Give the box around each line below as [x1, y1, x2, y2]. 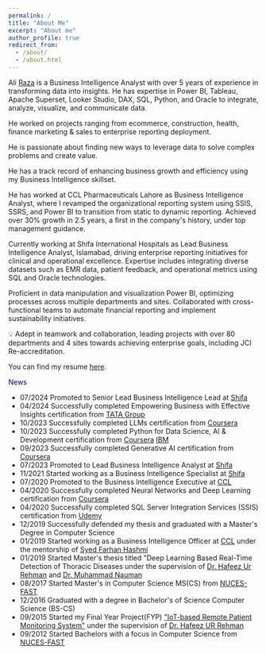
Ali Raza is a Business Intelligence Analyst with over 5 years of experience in [8, 77, 259, 87]
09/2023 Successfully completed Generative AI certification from [19, 443, 234, 453]
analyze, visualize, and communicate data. [8, 103, 148, 112]
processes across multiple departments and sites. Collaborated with [8, 296, 232, 306]
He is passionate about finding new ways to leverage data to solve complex [8, 142, 256, 152]
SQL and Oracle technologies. [8, 273, 106, 282]
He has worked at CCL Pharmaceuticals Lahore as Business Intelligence [8, 190, 244, 199]
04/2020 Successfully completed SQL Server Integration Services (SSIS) [19, 502, 259, 512]
